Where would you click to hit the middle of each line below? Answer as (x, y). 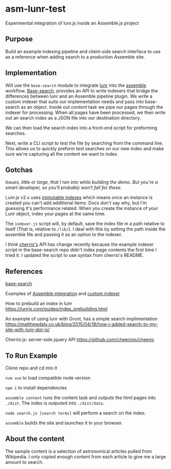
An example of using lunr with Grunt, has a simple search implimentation (81, 319)
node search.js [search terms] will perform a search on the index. (76, 413)
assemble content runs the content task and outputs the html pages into (81, 397)
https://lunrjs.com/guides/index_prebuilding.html (57, 309)
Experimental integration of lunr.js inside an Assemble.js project (72, 23)
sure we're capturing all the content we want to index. (62, 154)
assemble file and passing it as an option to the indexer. (64, 235)
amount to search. (25, 462)
